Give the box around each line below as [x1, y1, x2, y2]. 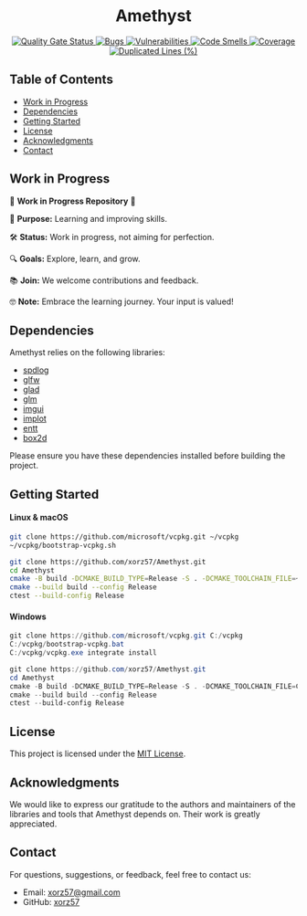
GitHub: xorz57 [22, 896, 80, 907]
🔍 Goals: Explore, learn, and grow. [9, 253, 141, 264]
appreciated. [9, 818, 58, 829]
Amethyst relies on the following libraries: [9, 347, 166, 358]
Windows [9, 611, 47, 622]
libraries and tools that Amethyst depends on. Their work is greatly [9, 808, 260, 819]
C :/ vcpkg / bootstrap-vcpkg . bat [9, 640, 125, 649]
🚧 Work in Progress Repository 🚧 [9, 195, 136, 206]
